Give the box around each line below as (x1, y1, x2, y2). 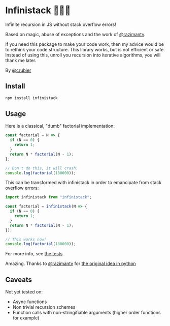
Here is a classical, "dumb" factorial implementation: (5, 123, 115, 129)
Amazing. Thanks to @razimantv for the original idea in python (5, 260, 136, 266)
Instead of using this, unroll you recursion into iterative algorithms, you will (5, 52, 161, 58)
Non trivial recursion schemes (12, 304, 76, 310)
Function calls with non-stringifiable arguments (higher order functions (12, 310, 161, 316)
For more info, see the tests (5, 251, 63, 257)
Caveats (5, 275, 32, 284)
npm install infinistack (5, 95, 58, 101)
